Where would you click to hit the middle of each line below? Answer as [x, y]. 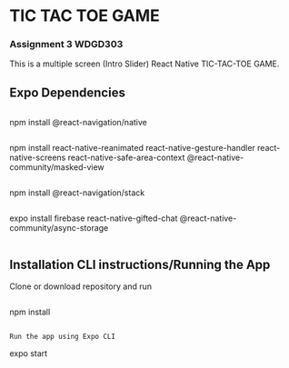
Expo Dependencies [67, 92]
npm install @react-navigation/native [78, 123]
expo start [29, 353]
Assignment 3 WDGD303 [66, 45]
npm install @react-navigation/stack [77, 193]
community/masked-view [57, 167]
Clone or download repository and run [81, 286]
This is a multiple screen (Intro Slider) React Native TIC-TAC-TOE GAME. [144, 64]
